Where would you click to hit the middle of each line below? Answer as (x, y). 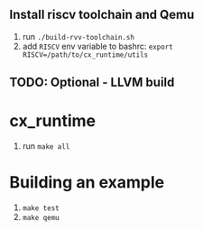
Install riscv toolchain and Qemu (102, 15)
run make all (46, 146)
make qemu (41, 218)
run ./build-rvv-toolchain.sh (78, 36)
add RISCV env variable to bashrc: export (97, 46)
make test (41, 208)
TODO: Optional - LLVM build (92, 83)
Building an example (87, 183)
